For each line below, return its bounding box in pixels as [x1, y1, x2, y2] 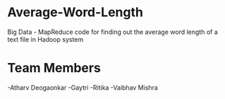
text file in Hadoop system [7, 35, 84, 43]
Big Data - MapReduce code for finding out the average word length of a [7, 28, 219, 36]
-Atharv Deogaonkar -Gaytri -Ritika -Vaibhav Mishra [7, 83, 159, 92]
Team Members [7, 60, 101, 76]
